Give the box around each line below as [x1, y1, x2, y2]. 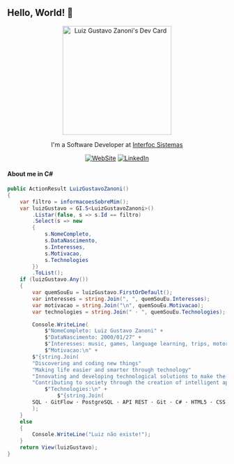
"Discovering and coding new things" [32, 359, 141, 366]
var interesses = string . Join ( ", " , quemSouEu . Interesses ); [32, 295, 210, 302]
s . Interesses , [44, 243, 86, 251]
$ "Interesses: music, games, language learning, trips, [44, 341, 210, 348]
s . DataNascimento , [44, 238, 98, 245]
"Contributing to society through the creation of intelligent [32, 379, 219, 387]
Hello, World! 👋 [7, 7, 74, 19]
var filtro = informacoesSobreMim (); [19, 198, 130, 206]
